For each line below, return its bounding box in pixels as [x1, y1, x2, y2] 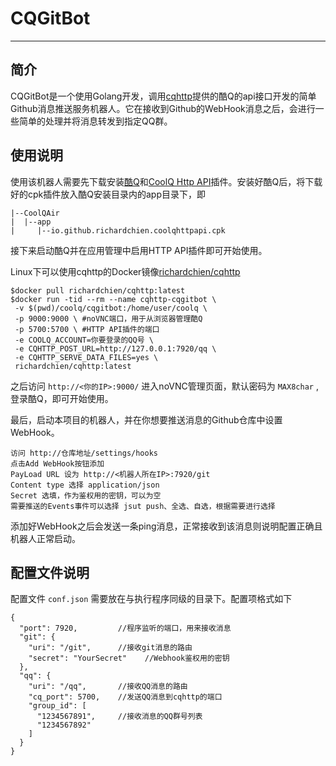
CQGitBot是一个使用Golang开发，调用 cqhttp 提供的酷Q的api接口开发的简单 [10, 90, 317, 102]
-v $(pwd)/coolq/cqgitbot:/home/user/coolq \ [14, 303, 208, 313]
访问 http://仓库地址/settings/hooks [10, 448, 158, 458]
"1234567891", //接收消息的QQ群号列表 [36, 712, 203, 722]
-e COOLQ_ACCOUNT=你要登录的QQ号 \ [14, 335, 154, 345]
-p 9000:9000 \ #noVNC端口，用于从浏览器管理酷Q [14, 313, 203, 324]
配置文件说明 [10, 564, 90, 581]
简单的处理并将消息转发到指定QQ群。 [18, 115, 173, 127]
